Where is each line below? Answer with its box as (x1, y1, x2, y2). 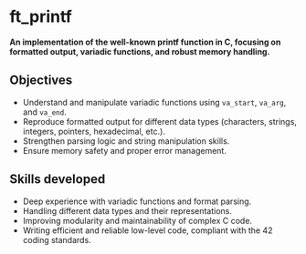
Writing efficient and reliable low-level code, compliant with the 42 (22, 225, 273, 236)
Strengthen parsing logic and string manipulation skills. (22, 135, 230, 147)
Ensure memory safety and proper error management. (22, 145, 227, 156)
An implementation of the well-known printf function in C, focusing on (9, 36, 281, 47)
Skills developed (9, 171, 106, 188)
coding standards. (22, 234, 91, 245)
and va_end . (22, 107, 67, 117)
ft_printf (9, 6, 73, 27)
